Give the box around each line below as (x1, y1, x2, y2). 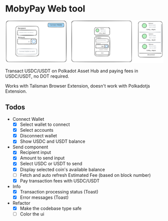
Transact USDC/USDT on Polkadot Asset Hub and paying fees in (5, 68, 138, 74)
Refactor (12, 200, 31, 206)
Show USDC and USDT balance (20, 138, 86, 144)
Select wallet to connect (20, 121, 70, 128)
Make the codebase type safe (20, 205, 82, 211)
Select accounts (20, 127, 54, 133)
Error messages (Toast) (20, 194, 69, 200)
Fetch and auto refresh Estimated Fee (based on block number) (20, 172, 151, 178)
